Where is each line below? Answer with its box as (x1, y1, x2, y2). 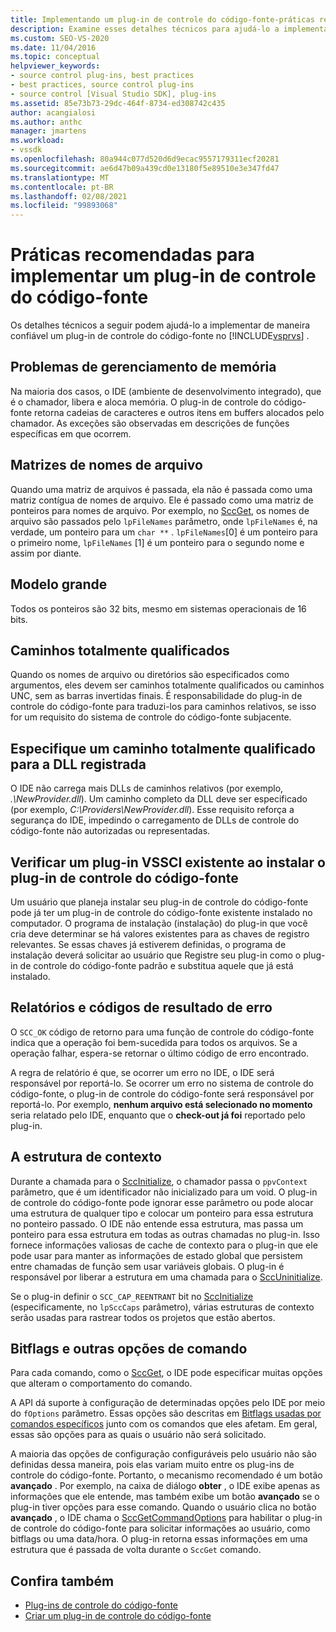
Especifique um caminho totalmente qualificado (10, 740, 316, 757)
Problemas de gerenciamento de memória (10, 359, 277, 376)
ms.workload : (10, 136, 65, 146)
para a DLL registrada (10, 756, 147, 773)
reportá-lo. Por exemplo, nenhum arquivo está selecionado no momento (10, 1098, 313, 1110)
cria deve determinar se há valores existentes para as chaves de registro (10, 927, 310, 940)
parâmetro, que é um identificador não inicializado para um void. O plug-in (10, 1186, 318, 1198)
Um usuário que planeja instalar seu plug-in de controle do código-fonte (10, 896, 309, 908)
